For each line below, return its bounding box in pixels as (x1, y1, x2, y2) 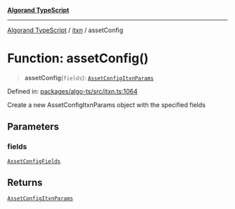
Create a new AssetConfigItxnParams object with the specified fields (7, 101, 206, 109)
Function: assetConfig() (7, 50, 149, 66)
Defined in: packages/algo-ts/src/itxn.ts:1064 (7, 87, 138, 95)
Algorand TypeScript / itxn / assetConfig (7, 26, 124, 34)
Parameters (7, 121, 59, 133)
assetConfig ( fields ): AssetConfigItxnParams (24, 73, 154, 82)
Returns (7, 177, 43, 189)
